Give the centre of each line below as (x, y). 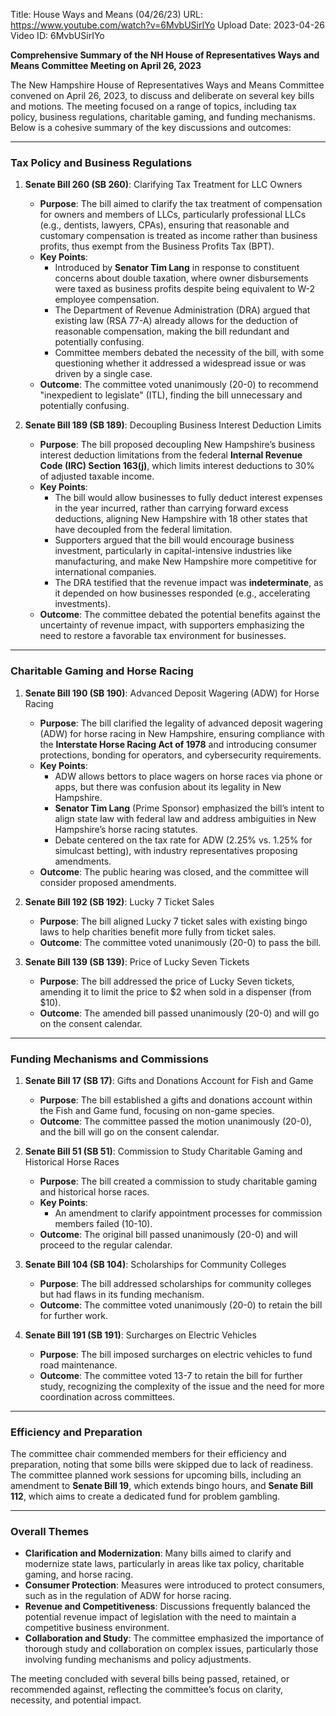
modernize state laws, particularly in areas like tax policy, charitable (164, 1564)
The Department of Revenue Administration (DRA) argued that (182, 310)
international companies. (105, 572)
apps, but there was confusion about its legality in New (168, 786)
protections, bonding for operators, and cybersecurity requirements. (180, 755)
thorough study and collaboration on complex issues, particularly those (171, 1649)
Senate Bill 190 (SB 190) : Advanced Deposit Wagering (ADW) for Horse (172, 693)
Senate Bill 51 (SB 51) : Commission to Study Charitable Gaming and (163, 1151)
